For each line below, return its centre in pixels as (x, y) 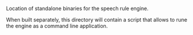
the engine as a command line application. (57, 26)
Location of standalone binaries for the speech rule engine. (77, 8)
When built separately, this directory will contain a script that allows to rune (97, 20)
